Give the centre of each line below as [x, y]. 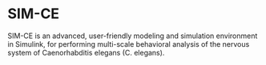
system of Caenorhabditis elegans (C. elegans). [86, 52]
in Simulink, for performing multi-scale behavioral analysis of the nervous [129, 44]
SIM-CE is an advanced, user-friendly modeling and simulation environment [133, 36]
